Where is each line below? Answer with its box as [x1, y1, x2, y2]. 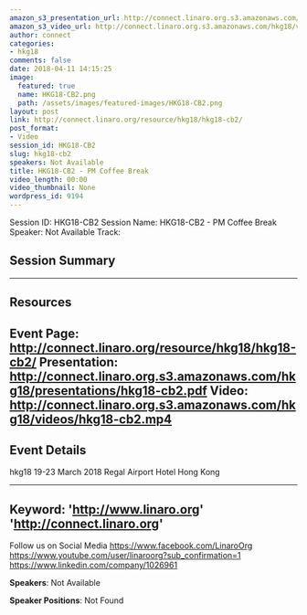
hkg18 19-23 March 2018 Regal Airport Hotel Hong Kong [9, 467, 221, 478]
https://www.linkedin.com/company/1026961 [9, 559, 178, 571]
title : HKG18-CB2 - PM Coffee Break [9, 166, 149, 175]
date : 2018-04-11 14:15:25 [9, 65, 112, 74]
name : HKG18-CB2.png [17, 90, 96, 99]
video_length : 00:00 [9, 175, 89, 184]
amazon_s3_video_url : [9, 22, 92, 31]
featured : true [17, 81, 76, 90]
